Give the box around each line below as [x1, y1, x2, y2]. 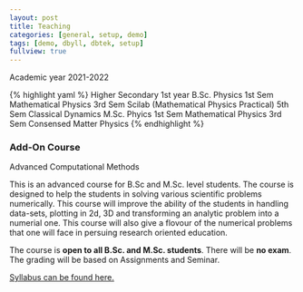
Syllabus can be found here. [9, 272, 115, 283]
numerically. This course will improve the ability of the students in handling [9, 199, 288, 209]
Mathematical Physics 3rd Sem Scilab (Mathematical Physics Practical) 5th [9, 99, 289, 110]
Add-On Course [9, 141, 81, 154]
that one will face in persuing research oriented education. [9, 228, 229, 238]
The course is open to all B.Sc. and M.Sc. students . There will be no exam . [9, 245, 292, 256]
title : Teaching [9, 22, 71, 31]
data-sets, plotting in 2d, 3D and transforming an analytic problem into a [9, 208, 279, 219]
